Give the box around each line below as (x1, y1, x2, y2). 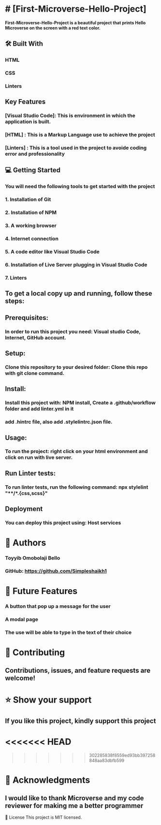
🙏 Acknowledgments (5, 774, 90, 786)
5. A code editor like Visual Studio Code (5, 248, 100, 255)
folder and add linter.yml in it (5, 405, 74, 412)
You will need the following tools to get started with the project (5, 183, 155, 190)
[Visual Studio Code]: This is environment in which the (5, 112, 135, 119)
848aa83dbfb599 (89, 757, 125, 764)
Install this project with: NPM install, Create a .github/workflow (5, 400, 156, 406)
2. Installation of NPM (5, 209, 57, 216)
